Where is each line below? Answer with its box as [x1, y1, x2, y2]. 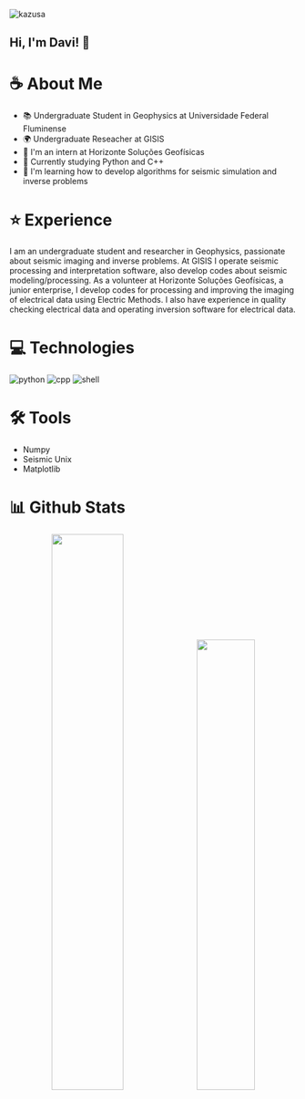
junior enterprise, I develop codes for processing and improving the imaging [9, 285, 294, 295]
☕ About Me [9, 73, 103, 94]
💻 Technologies [9, 337, 135, 358]
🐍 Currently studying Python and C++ [22, 156, 165, 168]
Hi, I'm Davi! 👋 [9, 35, 91, 50]
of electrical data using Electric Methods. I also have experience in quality [9, 295, 287, 306]
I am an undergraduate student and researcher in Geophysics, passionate [9, 246, 286, 257]
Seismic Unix [22, 454, 73, 465]
